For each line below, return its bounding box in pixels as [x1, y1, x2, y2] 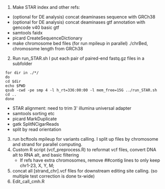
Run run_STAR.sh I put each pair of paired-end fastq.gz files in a [12, 55, 145, 61]
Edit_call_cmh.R [12, 179, 45, 184]
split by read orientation [12, 127, 61, 132]
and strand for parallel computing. [12, 142, 83, 147]
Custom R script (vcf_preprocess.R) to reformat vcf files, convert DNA [12, 147, 157, 153]
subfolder [12, 61, 32, 66]
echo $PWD [5, 83, 26, 88]
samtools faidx [12, 30, 43, 35]
